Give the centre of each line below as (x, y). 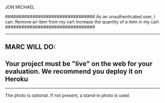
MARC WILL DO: (30, 47)
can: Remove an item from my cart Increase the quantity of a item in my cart (82, 22)
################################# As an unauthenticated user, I (80, 16)
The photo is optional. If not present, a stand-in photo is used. (68, 96)
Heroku (17, 79)
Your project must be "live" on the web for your (79, 64)
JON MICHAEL (20, 7)
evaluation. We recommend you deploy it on (74, 71)
